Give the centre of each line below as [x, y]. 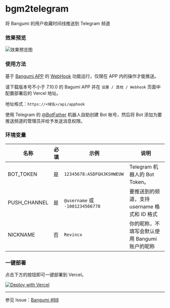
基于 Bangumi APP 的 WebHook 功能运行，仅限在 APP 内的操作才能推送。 [82, 76]
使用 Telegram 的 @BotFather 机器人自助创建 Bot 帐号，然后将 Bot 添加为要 [84, 115]
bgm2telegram [37, 9]
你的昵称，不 [145, 224]
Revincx [73, 235]
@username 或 [79, 200]
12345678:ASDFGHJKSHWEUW [94, 174]
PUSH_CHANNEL [28, 202]
